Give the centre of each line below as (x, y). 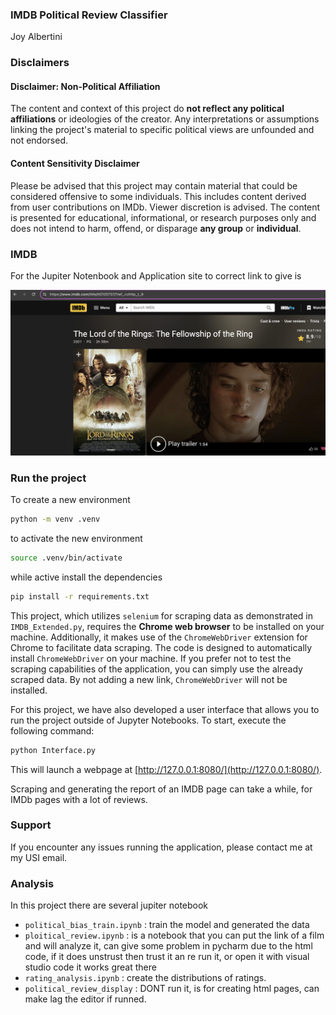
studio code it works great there (90, 967)
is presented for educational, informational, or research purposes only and (163, 217)
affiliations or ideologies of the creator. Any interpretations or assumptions (165, 119)
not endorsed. (39, 140)
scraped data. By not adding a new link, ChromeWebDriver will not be (149, 679)
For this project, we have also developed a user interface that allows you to (165, 709)
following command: (52, 730)
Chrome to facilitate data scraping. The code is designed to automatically (161, 647)
